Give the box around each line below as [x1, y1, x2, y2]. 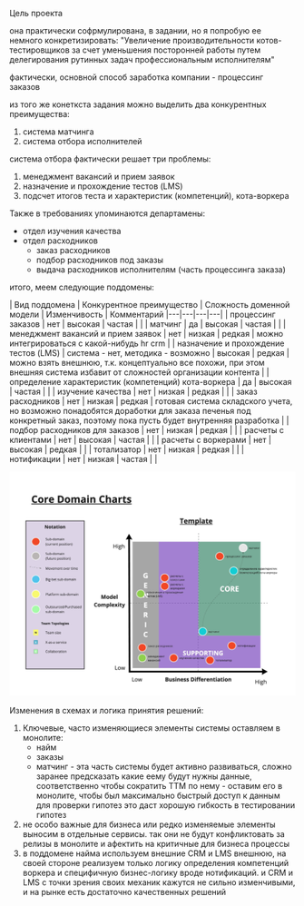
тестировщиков [9, 44, 70, 55]
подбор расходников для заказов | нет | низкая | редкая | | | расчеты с [9, 425, 284, 435]
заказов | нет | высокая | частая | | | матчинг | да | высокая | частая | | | [9, 319, 287, 330]
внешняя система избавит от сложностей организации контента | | [9, 367, 270, 378]
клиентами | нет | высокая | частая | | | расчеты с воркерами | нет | [9, 435, 272, 445]
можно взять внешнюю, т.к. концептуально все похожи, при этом [9, 358, 265, 368]
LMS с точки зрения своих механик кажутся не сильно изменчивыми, [22, 877, 296, 888]
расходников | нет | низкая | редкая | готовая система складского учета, [9, 396, 293, 407]
